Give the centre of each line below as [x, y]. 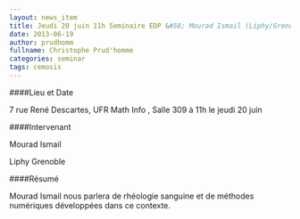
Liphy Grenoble [37, 161]
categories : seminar [48, 59]
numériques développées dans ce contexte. [90, 205]
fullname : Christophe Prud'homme [71, 51]
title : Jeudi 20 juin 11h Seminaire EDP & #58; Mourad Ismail [125, 26]
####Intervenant [40, 126]
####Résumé [34, 178]
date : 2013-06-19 [42, 34]
